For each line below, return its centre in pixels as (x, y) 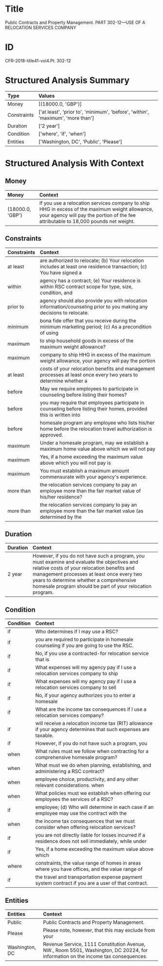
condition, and (56, 293)
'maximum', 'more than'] (66, 118)
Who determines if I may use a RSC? (77, 632)
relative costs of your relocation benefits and (84, 568)
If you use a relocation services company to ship (95, 203)
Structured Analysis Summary (67, 80)
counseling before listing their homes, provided (94, 408)
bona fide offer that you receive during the (88, 320)
